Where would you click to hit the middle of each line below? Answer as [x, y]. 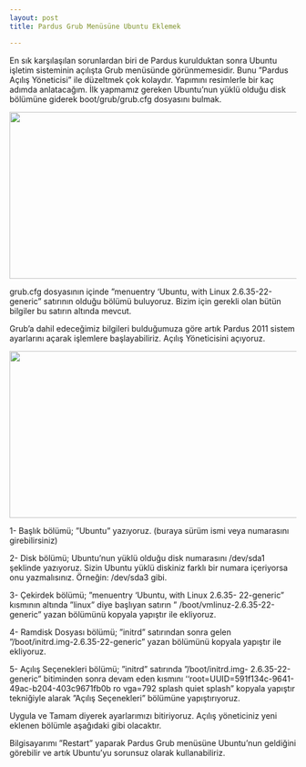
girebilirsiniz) [34, 540]
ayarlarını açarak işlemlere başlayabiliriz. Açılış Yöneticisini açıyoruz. [138, 338]
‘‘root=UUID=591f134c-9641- [240, 679]
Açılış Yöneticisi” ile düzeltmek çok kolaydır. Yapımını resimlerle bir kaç [142, 79]
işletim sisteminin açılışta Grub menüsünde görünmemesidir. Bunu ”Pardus [149, 70]
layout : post [34, 18]
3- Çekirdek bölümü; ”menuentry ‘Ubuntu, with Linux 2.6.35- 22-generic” [147, 595]
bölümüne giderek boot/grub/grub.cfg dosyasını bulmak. [116, 99]
